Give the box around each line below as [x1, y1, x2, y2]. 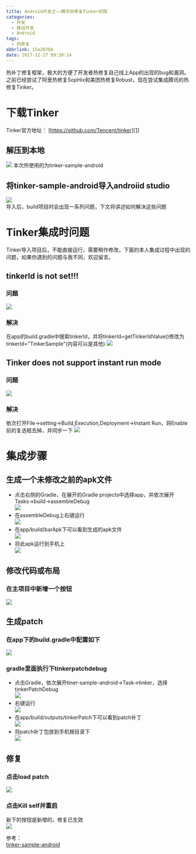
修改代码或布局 [6, 566, 60, 576]
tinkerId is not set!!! [6, 271, 79, 281]
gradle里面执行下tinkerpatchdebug [6, 664, 107, 673]
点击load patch [6, 773, 49, 781]
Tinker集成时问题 [6, 226, 90, 239]
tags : [6, 36, 19, 42]
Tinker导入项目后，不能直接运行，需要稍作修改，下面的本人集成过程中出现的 [6, 246, 191, 253]
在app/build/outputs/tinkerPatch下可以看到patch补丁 [14, 714, 142, 721]
